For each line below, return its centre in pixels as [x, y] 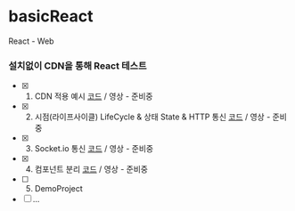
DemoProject [59, 189]
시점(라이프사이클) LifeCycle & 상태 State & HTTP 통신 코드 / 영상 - [152, 117]
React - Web [31, 41]
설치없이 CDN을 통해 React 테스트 [78, 66]
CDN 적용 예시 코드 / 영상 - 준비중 [94, 96]
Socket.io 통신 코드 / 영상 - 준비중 [94, 149]
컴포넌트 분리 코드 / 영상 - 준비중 [91, 169]
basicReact [51, 16]
